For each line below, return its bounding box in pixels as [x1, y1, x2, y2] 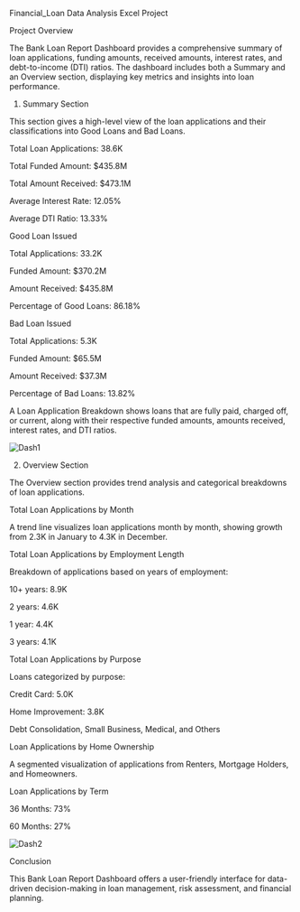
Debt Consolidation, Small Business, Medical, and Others [9, 724, 221, 734]
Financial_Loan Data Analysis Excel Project [9, 8, 168, 18]
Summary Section [22, 98, 89, 109]
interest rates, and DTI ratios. [9, 424, 117, 435]
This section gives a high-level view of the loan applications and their [9, 116, 267, 126]
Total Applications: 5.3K [9, 336, 97, 346]
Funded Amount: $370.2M [9, 265, 107, 276]
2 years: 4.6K [9, 601, 59, 612]
